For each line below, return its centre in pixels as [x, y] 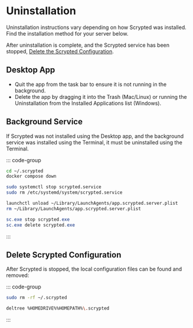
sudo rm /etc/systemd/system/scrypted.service [64, 193]
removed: [18, 275]
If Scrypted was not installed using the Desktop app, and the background [95, 136]
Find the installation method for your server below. [67, 33]
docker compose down [32, 176]
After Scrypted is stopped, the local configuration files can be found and [94, 269]
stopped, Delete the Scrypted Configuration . [60, 51]
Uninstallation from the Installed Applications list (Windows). [88, 103]
